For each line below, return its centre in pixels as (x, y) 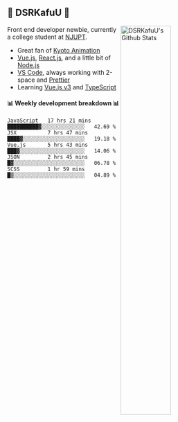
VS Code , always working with (61, 72)
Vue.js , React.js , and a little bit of (64, 58)
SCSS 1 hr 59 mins (46, 169)
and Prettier (53, 80)
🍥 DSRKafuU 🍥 (39, 13)
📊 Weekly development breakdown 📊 (63, 103)
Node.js (28, 65)
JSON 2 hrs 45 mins (48, 157)
